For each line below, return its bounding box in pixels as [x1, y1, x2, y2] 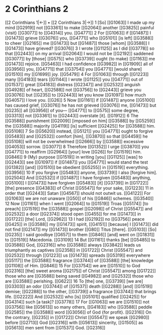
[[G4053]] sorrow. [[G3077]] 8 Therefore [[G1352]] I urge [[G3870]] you [5, 144, 149, 149]
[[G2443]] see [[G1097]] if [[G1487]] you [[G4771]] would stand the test [5, 159, 148, 165]
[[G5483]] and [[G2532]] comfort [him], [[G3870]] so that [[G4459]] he [5, 133, 148, 139]
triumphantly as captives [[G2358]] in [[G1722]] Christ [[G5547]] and [5, 247, 143, 253]
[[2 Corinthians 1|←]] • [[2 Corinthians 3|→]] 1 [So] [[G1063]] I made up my [5, 19, 155, 25]
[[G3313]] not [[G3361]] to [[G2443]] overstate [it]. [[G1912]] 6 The [5, 112, 139, 118]
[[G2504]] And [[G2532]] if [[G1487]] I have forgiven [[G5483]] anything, [5, 174, 151, 181]
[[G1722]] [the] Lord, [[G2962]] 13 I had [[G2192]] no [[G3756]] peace [5, 216, 145, 222]
